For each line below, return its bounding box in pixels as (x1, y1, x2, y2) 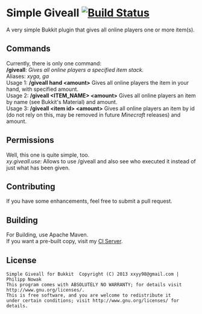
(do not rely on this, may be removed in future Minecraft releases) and (6, 111, 181, 118)
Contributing (6, 182, 55, 192)
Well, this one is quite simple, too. (6, 151, 90, 159)
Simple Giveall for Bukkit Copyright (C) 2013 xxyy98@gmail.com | (6, 271, 180, 277)
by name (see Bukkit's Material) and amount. (6, 98, 118, 105)
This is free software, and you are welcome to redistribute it (6, 292, 171, 298)
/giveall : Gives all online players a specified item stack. (6, 66, 144, 73)
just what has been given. (6, 164, 71, 171)
